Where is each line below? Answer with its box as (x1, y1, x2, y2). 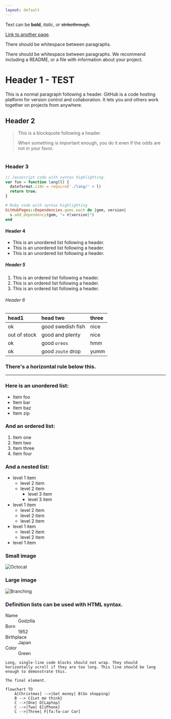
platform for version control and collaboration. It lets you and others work (5, 96, 159, 102)
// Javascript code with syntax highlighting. (5, 175, 106, 180)
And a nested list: (5, 463, 50, 470)
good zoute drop (41, 348, 81, 355)
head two (41, 314, 65, 321)
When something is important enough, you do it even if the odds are (17, 140, 161, 146)
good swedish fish (41, 323, 85, 330)
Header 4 (5, 228, 25, 234)
